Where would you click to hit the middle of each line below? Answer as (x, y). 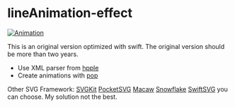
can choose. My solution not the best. (63, 97)
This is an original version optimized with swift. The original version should (116, 46)
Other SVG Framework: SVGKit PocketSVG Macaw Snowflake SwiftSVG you (118, 89)
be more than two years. (43, 54)
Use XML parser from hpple (58, 67)
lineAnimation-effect (70, 13)
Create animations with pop (58, 75)
